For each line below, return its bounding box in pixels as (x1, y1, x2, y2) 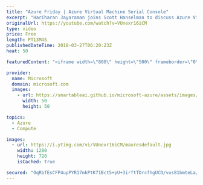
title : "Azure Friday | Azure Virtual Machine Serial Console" (6, 8, 169, 15)
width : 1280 (17, 148, 47, 154)
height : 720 (17, 153, 47, 160)
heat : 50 (6, 48, 28, 54)
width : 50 (22, 98, 47, 104)
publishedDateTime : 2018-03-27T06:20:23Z (6, 43, 112, 49)
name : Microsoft (11, 75, 53, 81)
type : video (6, 25, 36, 32)
